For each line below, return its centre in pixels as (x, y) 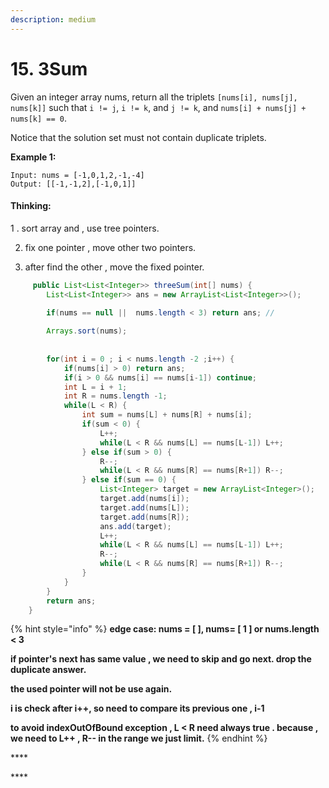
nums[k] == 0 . (38, 118)
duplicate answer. (48, 670)
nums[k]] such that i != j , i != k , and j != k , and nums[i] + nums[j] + (158, 107)
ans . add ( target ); (135, 526)
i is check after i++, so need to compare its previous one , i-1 (137, 708)
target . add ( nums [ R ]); (144, 517)
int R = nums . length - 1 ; (115, 396)
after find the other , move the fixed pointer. (114, 267)
